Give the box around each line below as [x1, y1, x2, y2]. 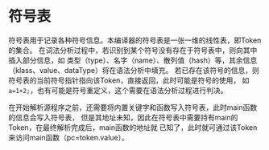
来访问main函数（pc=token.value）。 [8, 132, 129, 142]
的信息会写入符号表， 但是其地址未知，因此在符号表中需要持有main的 [8, 112, 238, 122]
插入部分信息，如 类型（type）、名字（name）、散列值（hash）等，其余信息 [8, 55, 258, 65]
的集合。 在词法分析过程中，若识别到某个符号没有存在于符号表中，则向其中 [8, 45, 258, 55]
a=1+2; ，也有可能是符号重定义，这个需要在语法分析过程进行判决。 [8, 85, 228, 95]
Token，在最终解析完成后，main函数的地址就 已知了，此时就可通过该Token [8, 122, 258, 132]
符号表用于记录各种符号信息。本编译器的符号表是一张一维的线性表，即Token [8, 35, 262, 45]
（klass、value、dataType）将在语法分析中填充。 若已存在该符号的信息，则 [8, 65, 259, 75]
